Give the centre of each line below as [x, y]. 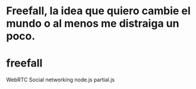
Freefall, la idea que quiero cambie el [99, 11]
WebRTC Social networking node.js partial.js [60, 80]
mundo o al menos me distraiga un [93, 23]
